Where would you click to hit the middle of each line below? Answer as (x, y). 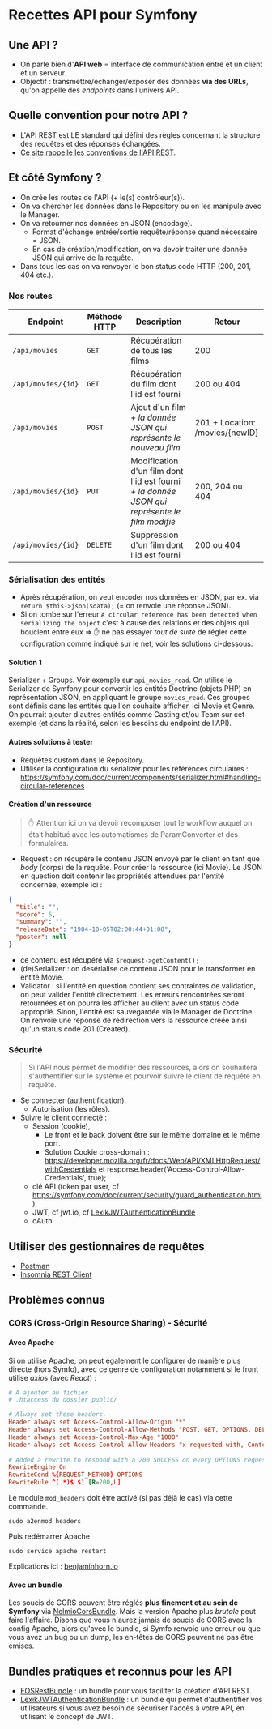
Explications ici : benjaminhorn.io (64, 1566)
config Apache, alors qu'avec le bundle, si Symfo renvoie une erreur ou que (135, 1629)
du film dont (153, 384)
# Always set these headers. (57, 1415)
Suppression (155, 535)
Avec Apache (32, 1342)
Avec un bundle (35, 1585)
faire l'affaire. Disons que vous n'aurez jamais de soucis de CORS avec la (130, 1620)
